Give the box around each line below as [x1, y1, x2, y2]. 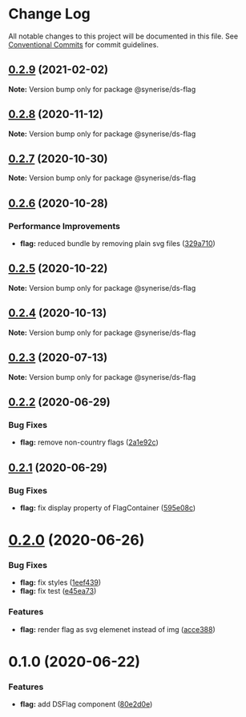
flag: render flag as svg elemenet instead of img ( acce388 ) [19, 624, 216, 634]
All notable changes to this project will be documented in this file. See [8, 31, 239, 41]
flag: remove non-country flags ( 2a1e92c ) [19, 437, 159, 447]
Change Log [8, 5, 91, 23]
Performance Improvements [8, 220, 121, 232]
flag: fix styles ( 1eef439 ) [19, 578, 102, 587]
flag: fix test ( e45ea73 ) [19, 586, 97, 596]
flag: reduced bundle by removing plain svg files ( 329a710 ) [19, 239, 216, 248]
